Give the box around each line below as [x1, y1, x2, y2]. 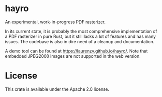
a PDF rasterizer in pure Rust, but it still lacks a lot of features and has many [5, 33, 156, 39]
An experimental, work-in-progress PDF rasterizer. [5, 19, 105, 25]
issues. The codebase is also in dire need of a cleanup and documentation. [5, 38, 155, 44]
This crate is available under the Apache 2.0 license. [5, 86, 110, 92]
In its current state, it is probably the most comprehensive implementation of [5, 28, 157, 34]
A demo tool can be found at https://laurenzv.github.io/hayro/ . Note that [5, 48, 148, 54]
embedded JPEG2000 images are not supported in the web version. [5, 53, 141, 59]
